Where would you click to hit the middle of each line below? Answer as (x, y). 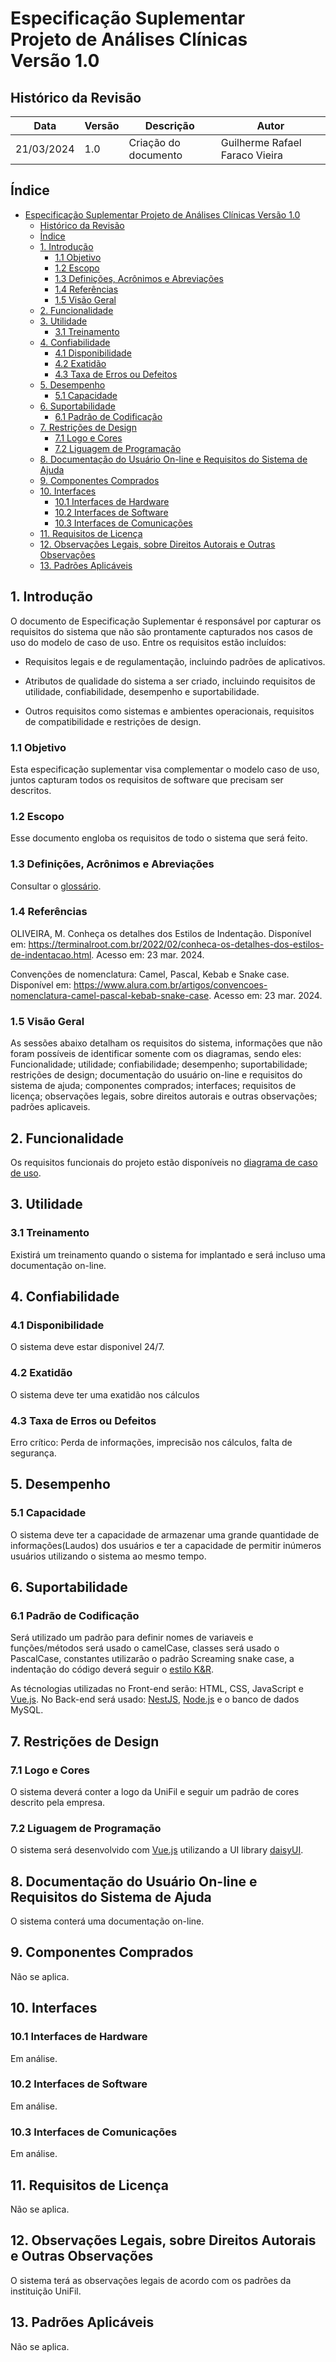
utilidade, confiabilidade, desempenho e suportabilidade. (142, 691)
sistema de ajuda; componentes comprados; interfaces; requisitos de (153, 1086)
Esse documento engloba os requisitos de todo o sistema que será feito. (159, 838)
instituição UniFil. (46, 2291)
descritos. (31, 790)
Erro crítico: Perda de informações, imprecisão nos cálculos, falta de (151, 1442)
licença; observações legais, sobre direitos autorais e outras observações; (164, 1096)
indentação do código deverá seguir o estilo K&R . (112, 1669)
